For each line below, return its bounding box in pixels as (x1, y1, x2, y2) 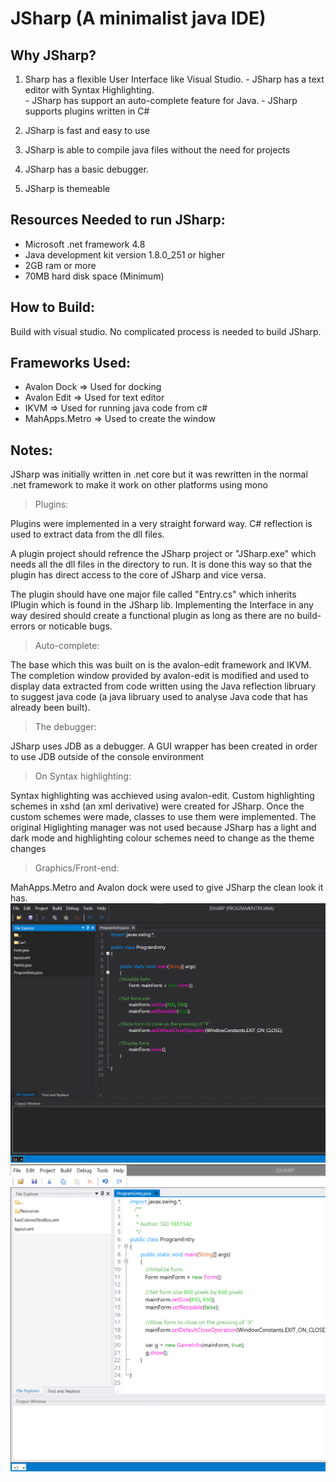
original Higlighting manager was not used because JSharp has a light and (10, 822, 317, 834)
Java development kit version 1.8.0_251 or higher (24, 248, 225, 261)
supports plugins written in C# (24, 105, 150, 117)
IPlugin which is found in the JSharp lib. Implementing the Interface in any (10, 599, 314, 611)
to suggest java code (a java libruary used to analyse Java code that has (10, 691, 309, 703)
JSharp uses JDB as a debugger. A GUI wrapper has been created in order (10, 740, 318, 752)
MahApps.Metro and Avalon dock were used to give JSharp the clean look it (10, 882, 324, 894)
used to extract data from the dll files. (10, 528, 165, 541)
